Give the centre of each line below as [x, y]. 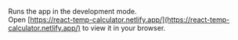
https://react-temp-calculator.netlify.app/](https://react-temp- [130, 20]
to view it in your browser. [124, 28]
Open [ [19, 20]
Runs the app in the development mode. [72, 11]
